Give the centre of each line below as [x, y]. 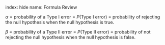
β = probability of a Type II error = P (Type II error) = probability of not [78, 32]
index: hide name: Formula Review [41, 7]
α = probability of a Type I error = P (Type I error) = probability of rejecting [83, 17]
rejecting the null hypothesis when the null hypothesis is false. [71, 37]
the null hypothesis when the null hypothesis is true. [60, 22]
